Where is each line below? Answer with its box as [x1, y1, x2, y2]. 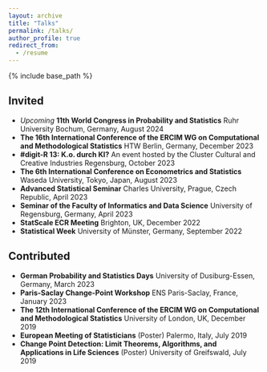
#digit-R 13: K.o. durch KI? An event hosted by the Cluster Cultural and [19, 149, 256, 159]
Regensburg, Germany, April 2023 [19, 209, 134, 219]
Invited [8, 94, 44, 108]
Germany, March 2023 [19, 279, 95, 289]
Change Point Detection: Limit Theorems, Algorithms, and [19, 338, 217, 349]
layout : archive [8, 11, 63, 20]
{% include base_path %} [8, 71, 93, 80]
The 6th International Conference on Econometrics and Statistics [19, 166, 242, 176]
